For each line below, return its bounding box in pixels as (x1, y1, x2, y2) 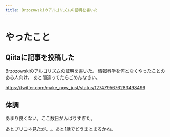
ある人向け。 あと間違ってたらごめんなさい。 (5, 74, 101, 80)
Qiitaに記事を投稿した (5, 53, 75, 62)
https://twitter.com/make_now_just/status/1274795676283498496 (5, 84, 146, 90)
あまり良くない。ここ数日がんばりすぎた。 (5, 115, 95, 121)
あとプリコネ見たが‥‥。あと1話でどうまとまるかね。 (5, 126, 116, 132)
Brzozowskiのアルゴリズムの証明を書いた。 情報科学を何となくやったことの (5, 68, 165, 74)
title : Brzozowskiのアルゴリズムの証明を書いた (5, 7, 98, 13)
